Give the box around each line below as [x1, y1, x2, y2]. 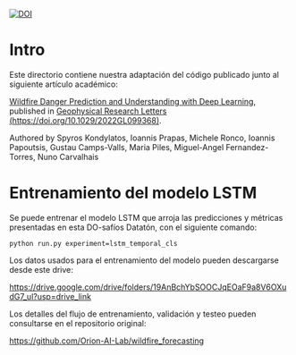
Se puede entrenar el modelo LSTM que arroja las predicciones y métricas [9, 212, 283, 223]
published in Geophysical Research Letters [9, 106, 167, 116]
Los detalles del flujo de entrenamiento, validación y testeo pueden [9, 309, 257, 319]
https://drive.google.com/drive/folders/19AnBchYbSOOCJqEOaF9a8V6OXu [9, 282, 287, 292]
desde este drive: [9, 264, 74, 275]
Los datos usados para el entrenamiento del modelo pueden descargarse [9, 255, 279, 266]
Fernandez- [225, 141, 269, 152]
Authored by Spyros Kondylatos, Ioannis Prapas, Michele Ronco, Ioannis [9, 132, 275, 143]
